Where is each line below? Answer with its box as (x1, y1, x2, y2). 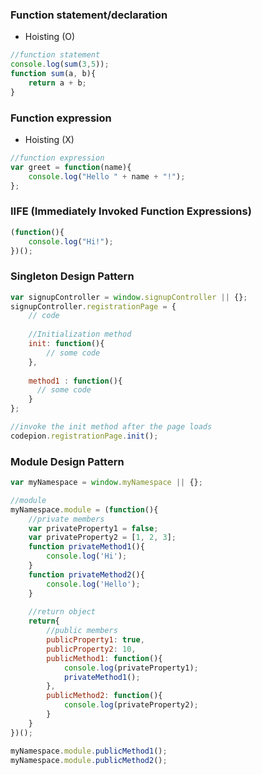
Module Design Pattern (10, 454, 125, 468)
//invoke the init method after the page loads (10, 422, 213, 432)
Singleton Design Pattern (10, 269, 135, 283)
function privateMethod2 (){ (28, 569, 145, 580)
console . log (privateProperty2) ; (63, 700, 199, 710)
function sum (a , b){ (10, 69, 97, 79)
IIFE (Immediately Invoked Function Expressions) (10, 204, 252, 218)
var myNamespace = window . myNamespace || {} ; (10, 478, 203, 488)
